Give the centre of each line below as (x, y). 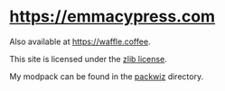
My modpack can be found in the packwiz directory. (107, 76)
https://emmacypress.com (112, 17)
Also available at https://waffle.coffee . (80, 41)
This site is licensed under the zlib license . (88, 59)
